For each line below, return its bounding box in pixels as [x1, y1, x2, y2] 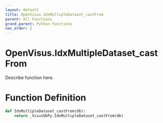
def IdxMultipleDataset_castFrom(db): [5, 108, 86, 113]
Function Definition [5, 92, 86, 103]
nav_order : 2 [5, 26, 32, 31]
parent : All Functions [5, 16, 52, 21]
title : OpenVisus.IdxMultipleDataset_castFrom [5, 12, 104, 17]
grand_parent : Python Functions [5, 21, 72, 26]
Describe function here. [5, 74, 54, 80]
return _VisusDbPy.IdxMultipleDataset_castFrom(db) [14, 113, 124, 118]
